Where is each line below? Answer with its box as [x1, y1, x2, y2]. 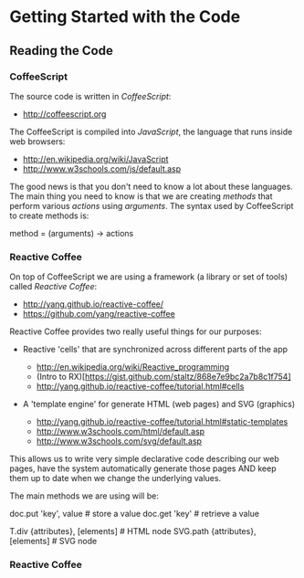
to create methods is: [9, 210, 89, 221]
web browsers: [9, 135, 66, 147]
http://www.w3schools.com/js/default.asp [22, 163, 182, 174]
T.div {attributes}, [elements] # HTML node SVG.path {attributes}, [9, 526, 257, 537]
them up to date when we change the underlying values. [9, 473, 222, 484]
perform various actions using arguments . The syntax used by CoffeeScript [9, 200, 294, 211]
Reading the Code [9, 43, 114, 58]
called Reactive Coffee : [9, 281, 98, 292]
